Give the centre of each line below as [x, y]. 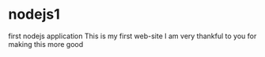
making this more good [46, 44]
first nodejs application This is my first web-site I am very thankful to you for [132, 36]
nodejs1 [34, 14]
